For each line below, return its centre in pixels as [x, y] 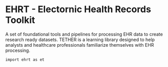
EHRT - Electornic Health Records [78, 9]
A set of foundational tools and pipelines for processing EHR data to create [84, 34]
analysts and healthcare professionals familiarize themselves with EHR [80, 45]
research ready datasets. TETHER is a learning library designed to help [80, 40]
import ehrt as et [25, 59]
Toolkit [20, 20]
